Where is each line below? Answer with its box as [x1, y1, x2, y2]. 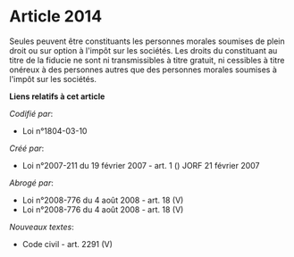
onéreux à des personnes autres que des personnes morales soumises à [9, 64, 277, 75]
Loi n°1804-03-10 [21, 125, 88, 136]
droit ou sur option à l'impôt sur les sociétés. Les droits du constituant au [9, 45, 278, 55]
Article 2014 [9, 6, 103, 27]
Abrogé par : [9, 177, 54, 188]
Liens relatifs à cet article [9, 91, 105, 102]
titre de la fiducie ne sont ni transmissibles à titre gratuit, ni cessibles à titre [9, 54, 285, 65]
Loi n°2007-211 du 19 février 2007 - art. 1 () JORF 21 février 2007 [21, 160, 261, 170]
